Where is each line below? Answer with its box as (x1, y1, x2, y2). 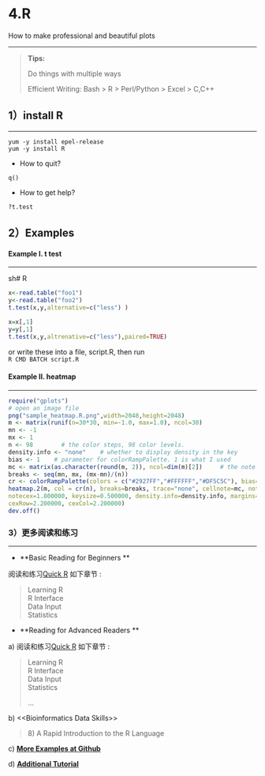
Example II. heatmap (8, 372, 77, 381)
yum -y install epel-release (8, 137, 104, 146)
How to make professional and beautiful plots (8, 31, 155, 40)
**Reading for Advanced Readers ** (19, 625, 140, 635)
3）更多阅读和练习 (8, 527, 79, 538)
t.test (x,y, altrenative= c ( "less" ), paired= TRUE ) (8, 332, 168, 340)
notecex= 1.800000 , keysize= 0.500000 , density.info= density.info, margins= (8, 493, 259, 500)
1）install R (8, 109, 63, 122)
